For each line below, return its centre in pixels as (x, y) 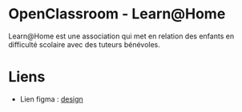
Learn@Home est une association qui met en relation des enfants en (121, 36)
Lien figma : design (52, 99)
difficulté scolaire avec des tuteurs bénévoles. (84, 44)
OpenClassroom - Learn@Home (117, 14)
